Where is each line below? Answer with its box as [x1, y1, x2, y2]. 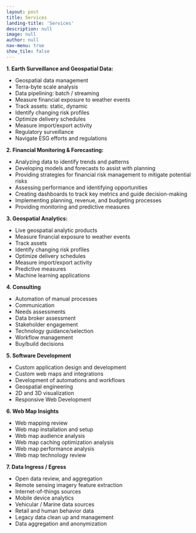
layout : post [6, 8, 39, 15]
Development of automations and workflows [14, 376, 125, 383]
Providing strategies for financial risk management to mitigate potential [14, 171, 191, 178]
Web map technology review [14, 451, 86, 459]
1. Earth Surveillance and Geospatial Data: [6, 65, 113, 72]
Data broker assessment [14, 314, 76, 322]
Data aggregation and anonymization [14, 520, 107, 527]
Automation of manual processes [14, 295, 98, 302]
